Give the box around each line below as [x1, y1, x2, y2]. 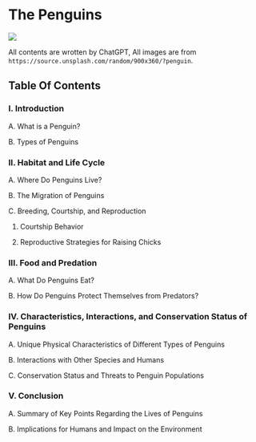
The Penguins [8, 6, 102, 24]
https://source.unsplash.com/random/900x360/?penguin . [8, 55, 194, 65]
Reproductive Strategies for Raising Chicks [19, 237, 162, 246]
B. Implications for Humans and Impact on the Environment [8, 424, 202, 434]
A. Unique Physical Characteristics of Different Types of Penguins [8, 339, 226, 349]
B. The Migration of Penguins [8, 190, 105, 200]
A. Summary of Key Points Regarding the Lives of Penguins [8, 408, 203, 418]
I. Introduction [8, 103, 65, 114]
